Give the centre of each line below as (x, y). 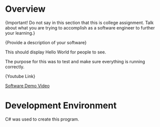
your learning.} (20, 33)
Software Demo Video (28, 86)
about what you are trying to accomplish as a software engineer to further (80, 27)
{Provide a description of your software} (46, 42)
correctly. (15, 67)
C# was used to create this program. (42, 119)
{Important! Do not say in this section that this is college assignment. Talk (80, 23)
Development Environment (61, 106)
